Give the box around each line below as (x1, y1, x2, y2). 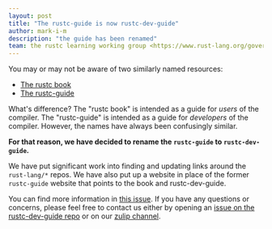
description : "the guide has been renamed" (8, 34, 158, 43)
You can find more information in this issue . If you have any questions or (8, 194, 249, 204)
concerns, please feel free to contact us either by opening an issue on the (8, 203, 255, 213)
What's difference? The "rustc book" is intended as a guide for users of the (8, 104, 259, 114)
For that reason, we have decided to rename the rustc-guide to (8, 137, 223, 146)
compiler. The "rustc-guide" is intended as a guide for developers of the (8, 112, 249, 122)
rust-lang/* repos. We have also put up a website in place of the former (8, 170, 249, 180)
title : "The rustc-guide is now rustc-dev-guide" (8, 19, 180, 28)
